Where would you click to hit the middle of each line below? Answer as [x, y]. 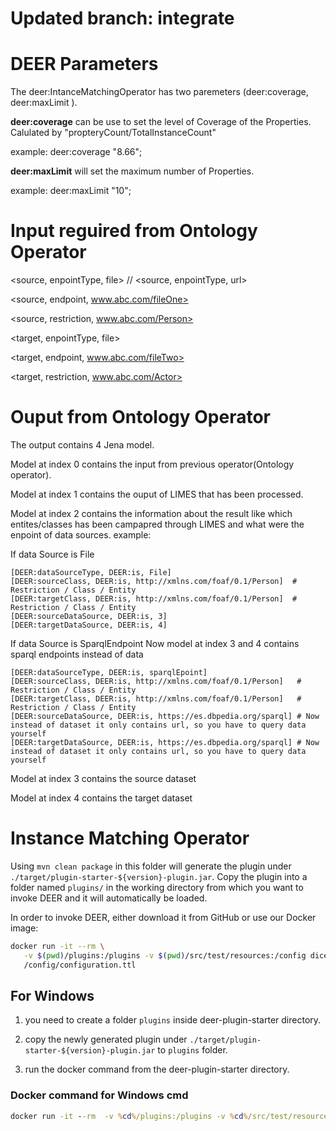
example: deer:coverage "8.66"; [76, 152]
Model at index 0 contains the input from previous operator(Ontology [152, 464]
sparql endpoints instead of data [77, 654]
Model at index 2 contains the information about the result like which [151, 513]
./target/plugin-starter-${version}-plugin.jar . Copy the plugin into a [159, 876]
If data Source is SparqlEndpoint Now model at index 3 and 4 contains [155, 643]
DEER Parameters [84, 64]
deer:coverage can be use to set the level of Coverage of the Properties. [161, 122]
